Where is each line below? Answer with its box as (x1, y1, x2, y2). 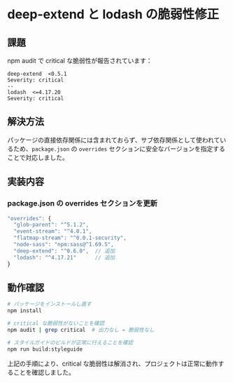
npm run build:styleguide (7, 345, 83, 353)
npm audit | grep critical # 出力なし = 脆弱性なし (7, 326, 155, 333)
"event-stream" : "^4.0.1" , (13, 228, 92, 235)
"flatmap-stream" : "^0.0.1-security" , (13, 234, 127, 242)
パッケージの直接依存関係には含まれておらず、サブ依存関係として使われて (7, 135, 220, 144)
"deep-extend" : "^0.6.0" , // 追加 (13, 247, 115, 255)
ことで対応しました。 (7, 153, 69, 161)
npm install (7, 307, 42, 314)
